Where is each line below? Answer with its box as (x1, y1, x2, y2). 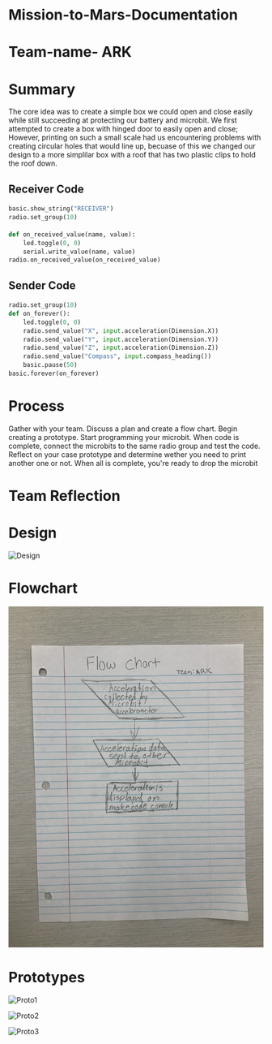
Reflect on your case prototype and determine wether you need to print (8, 449, 247, 459)
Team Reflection (8, 487, 121, 505)
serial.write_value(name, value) (23, 248, 136, 256)
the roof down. (8, 158, 58, 168)
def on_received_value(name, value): (8, 230, 136, 239)
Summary (8, 80, 75, 98)
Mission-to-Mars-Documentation (8, 6, 239, 24)
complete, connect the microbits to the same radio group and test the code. (8, 441, 261, 451)
